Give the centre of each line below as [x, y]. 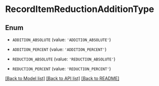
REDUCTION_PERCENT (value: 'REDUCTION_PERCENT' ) [62, 69]
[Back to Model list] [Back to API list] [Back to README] [62, 78]
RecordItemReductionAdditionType [80, 9]
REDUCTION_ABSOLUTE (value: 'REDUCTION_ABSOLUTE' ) [64, 59]
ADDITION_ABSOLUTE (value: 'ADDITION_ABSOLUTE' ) [62, 39]
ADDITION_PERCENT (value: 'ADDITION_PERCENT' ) [59, 49]
